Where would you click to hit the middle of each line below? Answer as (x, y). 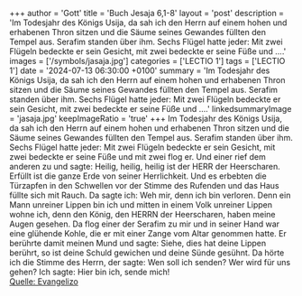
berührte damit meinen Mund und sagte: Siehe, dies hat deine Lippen (138, 243)
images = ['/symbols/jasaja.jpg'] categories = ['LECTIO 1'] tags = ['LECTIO (147, 61)
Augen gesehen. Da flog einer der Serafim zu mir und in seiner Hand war (145, 224)
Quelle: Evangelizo (44, 282)
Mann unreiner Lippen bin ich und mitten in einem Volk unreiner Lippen (141, 205)
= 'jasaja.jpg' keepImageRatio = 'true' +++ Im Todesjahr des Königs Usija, (146, 118)
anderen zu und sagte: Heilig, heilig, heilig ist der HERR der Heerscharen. (145, 166)
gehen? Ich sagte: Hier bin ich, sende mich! (90, 272)
